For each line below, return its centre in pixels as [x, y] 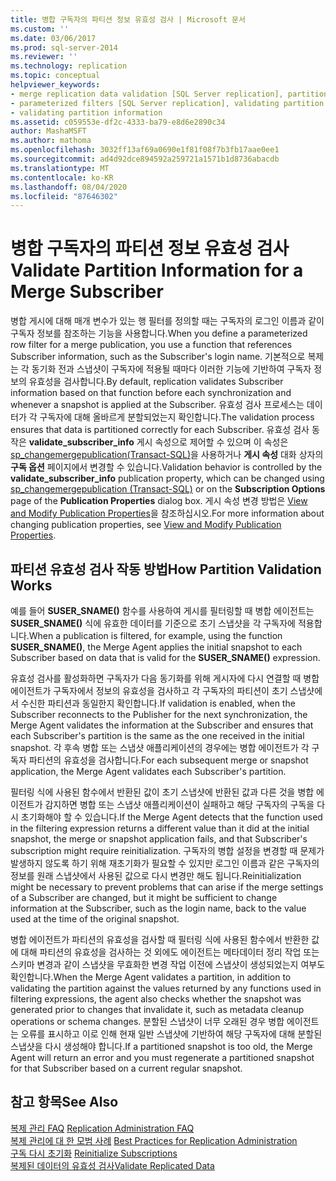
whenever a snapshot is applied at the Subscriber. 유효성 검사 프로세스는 [157, 405]
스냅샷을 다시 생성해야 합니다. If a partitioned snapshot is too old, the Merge [161, 1046]
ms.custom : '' [40, 29]
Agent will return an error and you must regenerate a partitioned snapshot [162, 1057]
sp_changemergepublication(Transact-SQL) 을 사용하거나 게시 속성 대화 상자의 [167, 455]
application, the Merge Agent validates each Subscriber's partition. [148, 771]
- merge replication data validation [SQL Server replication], [147, 94]
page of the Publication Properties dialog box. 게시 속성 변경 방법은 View [159, 501]
